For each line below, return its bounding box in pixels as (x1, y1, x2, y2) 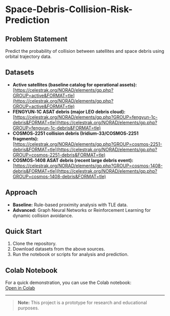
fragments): (12, 136, 39, 142)
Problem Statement (5, 35, 68, 43)
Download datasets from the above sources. (12, 246, 105, 252)
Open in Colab (5, 285, 35, 291)
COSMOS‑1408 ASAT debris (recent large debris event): (12, 157, 134, 163)
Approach (5, 188, 37, 197)
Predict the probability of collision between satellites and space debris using (5, 48, 164, 54)
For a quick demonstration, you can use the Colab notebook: (5, 279, 132, 286)
